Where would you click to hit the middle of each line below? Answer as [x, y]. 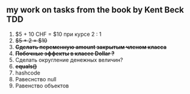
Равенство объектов [42, 86]
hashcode [28, 73]
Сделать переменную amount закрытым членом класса [91, 47]
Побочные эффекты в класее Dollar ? [65, 53]
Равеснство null [36, 79]
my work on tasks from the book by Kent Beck [95, 10]
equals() [26, 66]
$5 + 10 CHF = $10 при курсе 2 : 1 [58, 34]
